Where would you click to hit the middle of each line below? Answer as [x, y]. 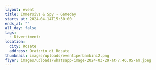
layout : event [20, 10]
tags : [11, 33]
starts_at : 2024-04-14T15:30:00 [38, 19]
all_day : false [21, 28]
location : [15, 42]
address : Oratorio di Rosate [39, 51]
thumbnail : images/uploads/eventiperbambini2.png [57, 55]
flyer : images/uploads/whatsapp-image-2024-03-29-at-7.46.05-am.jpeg [78, 60]
